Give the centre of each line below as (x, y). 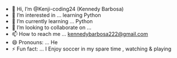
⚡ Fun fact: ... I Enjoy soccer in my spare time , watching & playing (91, 49)
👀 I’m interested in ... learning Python (56, 15)
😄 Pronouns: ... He (34, 42)
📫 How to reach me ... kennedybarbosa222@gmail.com (80, 34)
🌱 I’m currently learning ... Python (52, 21)
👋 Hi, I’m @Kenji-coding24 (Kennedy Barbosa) (68, 9)
